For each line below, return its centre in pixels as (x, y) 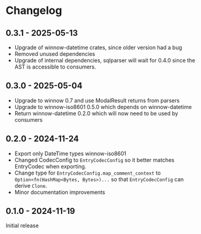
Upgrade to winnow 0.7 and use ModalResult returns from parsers (97, 100)
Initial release (22, 226)
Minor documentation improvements (60, 192)
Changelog (34, 11)
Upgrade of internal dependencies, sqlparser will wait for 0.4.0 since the (105, 60)
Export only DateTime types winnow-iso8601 (70, 153)
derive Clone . (31, 186)
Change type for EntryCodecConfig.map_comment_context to (87, 173)
